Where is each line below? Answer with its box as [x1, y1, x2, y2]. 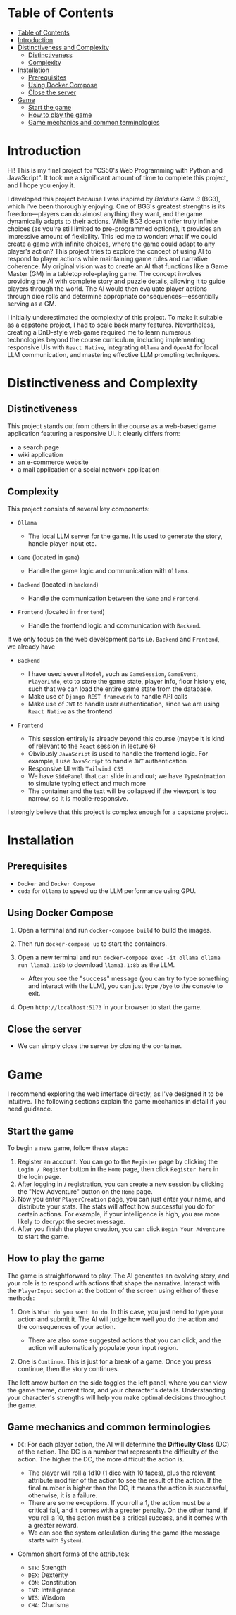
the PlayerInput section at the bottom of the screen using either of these [7, 1286, 218, 1295]
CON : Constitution [27, 1578, 77, 1586]
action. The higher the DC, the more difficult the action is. [17, 1454, 185, 1463]
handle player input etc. [27, 539, 97, 547]
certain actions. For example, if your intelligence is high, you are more [17, 1210, 221, 1218]
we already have [7, 642, 55, 651]
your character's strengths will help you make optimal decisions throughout [7, 1393, 227, 1402]
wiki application [17, 450, 63, 459]
